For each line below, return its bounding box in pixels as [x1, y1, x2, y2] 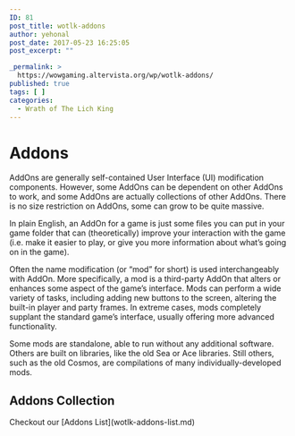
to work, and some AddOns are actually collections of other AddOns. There [9, 192, 286, 202]
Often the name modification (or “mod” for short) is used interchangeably [9, 264, 280, 275]
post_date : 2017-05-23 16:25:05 [9, 38, 130, 47]
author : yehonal [9, 30, 70, 38]
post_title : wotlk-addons [9, 21, 105, 30]
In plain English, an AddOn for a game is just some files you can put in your [9, 218, 285, 229]
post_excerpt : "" [9, 47, 74, 56]
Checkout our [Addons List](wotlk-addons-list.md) [9, 417, 195, 428]
